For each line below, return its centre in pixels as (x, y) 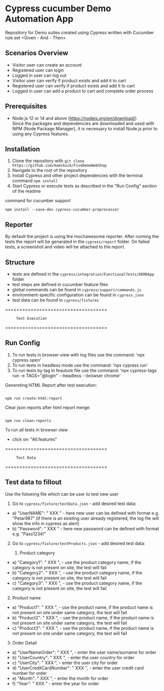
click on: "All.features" (35, 439)
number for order (30, 673)
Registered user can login (38, 70)
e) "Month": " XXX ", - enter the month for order (60, 678)
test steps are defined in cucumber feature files (60, 284)
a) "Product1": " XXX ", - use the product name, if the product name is (82, 607)
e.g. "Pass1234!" (29, 534)
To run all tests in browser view (36, 429)
